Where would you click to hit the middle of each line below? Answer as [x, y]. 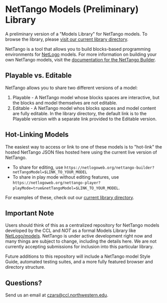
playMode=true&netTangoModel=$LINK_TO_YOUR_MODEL [66, 188]
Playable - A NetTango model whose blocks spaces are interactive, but [86, 97]
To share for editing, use [38, 167]
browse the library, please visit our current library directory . [67, 39]
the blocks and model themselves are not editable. [65, 103]
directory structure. [25, 267]
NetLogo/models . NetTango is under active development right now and [79, 236]
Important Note [30, 213]
